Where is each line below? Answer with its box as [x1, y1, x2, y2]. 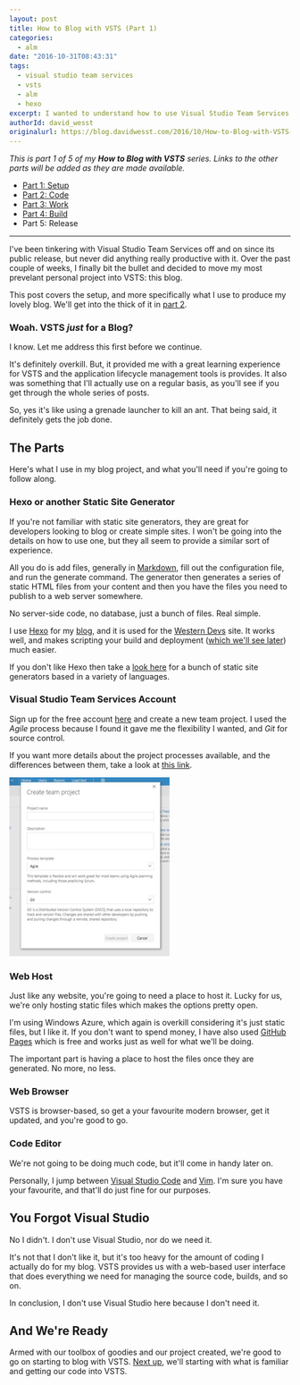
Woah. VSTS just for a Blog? [9, 322, 134, 334]
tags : [9, 62, 29, 71]
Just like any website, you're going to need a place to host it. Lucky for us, [9, 991, 283, 1001]
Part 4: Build [21, 208, 69, 219]
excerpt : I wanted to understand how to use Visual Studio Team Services [9, 108, 290, 118]
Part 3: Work [21, 199, 69, 210]
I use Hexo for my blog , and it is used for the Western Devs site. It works [9, 625, 275, 636]
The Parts [9, 440, 65, 455]
